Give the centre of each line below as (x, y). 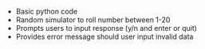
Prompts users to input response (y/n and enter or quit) (106, 28)
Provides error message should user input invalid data (104, 36)
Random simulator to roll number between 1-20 (93, 20)
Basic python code (47, 11)
